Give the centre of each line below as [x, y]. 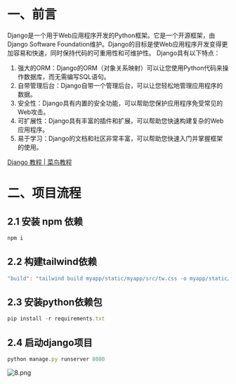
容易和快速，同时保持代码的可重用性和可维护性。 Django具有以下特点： [117, 53]
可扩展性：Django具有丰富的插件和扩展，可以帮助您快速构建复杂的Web [120, 120]
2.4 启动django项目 [50, 342]
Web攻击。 [33, 112]
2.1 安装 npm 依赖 [45, 222]
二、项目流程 [45, 193]
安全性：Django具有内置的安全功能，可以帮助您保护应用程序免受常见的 [120, 103]
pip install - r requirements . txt [56, 319]
